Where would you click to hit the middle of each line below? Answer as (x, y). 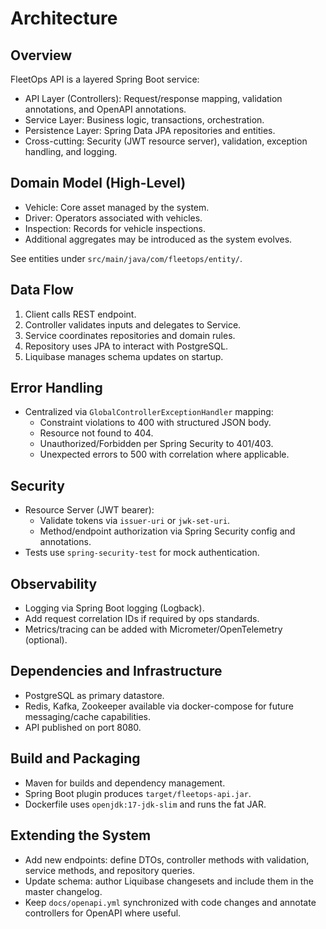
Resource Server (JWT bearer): (89, 510)
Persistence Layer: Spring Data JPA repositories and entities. (150, 130)
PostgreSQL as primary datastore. (94, 695)
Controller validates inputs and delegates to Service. (133, 324)
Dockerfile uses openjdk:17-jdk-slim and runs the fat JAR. (145, 804)
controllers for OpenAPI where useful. (103, 913)
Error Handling (56, 388)
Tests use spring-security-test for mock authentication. (142, 553)
